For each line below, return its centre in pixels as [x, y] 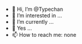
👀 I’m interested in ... [37, 15]
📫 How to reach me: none [44, 35]
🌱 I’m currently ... [33, 22]
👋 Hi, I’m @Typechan [37, 9]
